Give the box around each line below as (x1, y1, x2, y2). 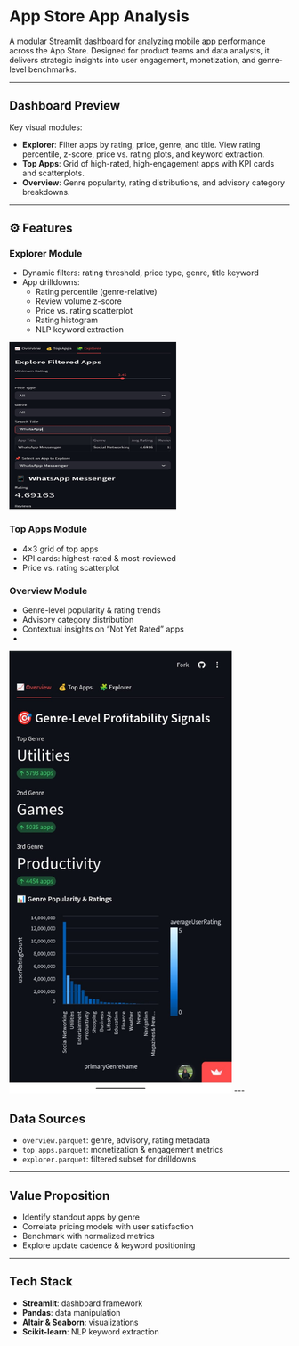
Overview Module (9, 584, 88, 597)
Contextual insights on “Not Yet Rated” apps (21, 624, 184, 634)
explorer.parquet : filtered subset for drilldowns (21, 1154, 197, 1164)
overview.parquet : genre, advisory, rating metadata (21, 1135, 211, 1146)
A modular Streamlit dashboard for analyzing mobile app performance (9, 36, 266, 46)
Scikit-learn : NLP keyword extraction (21, 1326, 159, 1337)
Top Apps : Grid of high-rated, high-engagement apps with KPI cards (21, 158, 275, 168)
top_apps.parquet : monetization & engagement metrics (21, 1145, 224, 1155)
